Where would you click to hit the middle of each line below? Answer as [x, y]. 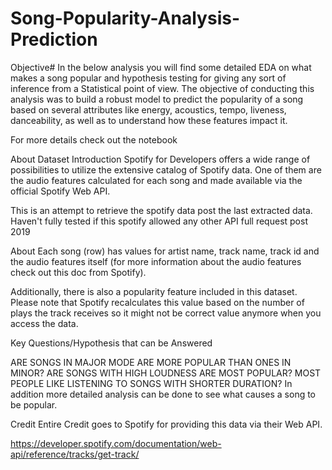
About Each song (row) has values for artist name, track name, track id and [165, 251]
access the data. [44, 323]
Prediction [54, 39]
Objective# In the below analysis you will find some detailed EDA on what [161, 67]
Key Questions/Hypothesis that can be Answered [111, 343]
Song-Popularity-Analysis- [125, 18]
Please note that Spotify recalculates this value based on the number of [157, 302]
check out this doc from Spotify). [78, 272]
